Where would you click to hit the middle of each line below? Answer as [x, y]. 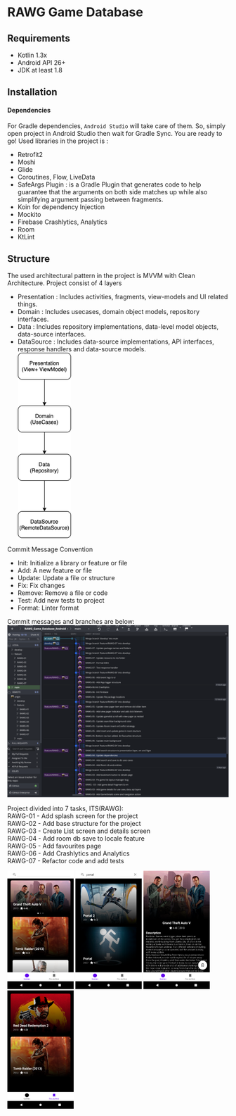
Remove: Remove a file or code [63, 593]
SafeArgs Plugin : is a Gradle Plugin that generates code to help [109, 184]
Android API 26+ [41, 63]
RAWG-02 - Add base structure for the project [74, 824]
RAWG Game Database [76, 12]
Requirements [39, 38]
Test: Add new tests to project [61, 601]
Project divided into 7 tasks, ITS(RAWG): [66, 809]
